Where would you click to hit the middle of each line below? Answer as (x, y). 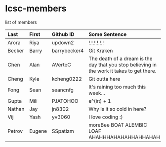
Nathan (16, 109)
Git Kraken (101, 51)
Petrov (15, 131)
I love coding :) (106, 117)
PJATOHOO (65, 101)
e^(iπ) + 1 (100, 101)
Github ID (63, 34)
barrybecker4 (68, 51)
